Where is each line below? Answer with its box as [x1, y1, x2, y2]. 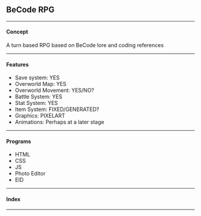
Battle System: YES [14, 93, 63, 100]
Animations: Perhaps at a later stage [14, 119, 105, 126]
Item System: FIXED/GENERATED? [14, 106, 100, 113]
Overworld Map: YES [14, 81, 67, 88]
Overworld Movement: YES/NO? [14, 87, 95, 94]
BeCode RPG [6, 5, 55, 15]
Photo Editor [14, 170, 46, 177]
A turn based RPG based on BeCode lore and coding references [6, 42, 164, 49]
